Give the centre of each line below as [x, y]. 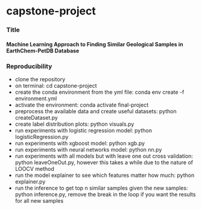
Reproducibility [29, 66]
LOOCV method [34, 169]
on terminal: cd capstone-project [56, 86]
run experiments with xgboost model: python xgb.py [80, 143]
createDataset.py [36, 118]
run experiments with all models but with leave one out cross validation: [104, 156]
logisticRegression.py [42, 137]
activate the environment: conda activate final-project [82, 105]
